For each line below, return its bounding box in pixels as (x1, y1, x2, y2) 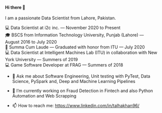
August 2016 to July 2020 (5, 39, 57, 45)
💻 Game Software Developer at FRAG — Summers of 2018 (5, 62, 123, 68)
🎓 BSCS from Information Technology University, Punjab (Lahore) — (5, 32, 144, 38)
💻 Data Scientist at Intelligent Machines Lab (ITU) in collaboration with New (5, 49, 158, 56)
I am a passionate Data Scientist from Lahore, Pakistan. (5, 15, 116, 21)
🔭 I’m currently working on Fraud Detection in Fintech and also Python (12, 88, 153, 94)
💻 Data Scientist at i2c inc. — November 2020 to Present (5, 25, 121, 31)
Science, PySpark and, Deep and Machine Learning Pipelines (12, 79, 136, 84)
